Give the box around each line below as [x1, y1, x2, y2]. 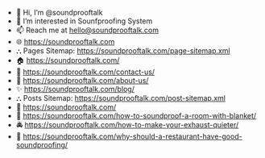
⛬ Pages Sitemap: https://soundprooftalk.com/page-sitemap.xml [15, 46, 231, 56]
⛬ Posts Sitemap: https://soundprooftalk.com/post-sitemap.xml [15, 94, 226, 102]
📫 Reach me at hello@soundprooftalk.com [15, 25, 159, 35]
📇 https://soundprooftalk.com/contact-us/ [15, 67, 155, 77]
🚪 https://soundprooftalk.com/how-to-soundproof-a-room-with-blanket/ [15, 111, 257, 120]
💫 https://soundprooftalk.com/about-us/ [15, 76, 149, 85]
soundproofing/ [15, 140, 68, 149]
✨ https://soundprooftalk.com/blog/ [15, 85, 135, 94]
